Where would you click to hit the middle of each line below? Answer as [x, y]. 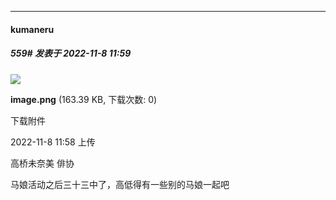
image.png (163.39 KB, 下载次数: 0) [84, 99]
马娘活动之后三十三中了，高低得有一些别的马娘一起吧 [120, 184]
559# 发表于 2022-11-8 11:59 [71, 53]
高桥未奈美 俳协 [42, 163]
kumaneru [32, 29]
